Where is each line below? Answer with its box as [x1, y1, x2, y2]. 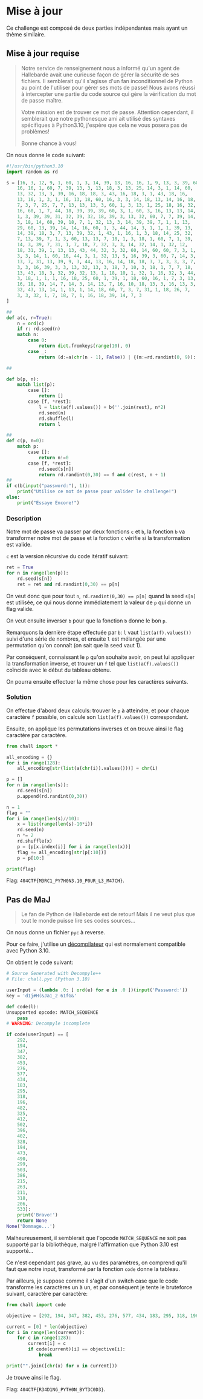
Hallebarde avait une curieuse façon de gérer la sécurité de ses [21, 71, 179, 78]
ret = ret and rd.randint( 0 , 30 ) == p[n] [17, 581, 120, 587]
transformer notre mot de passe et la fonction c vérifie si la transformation [6, 534, 190, 542]
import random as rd [6, 169, 59, 175]
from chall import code [6, 1301, 66, 1308]
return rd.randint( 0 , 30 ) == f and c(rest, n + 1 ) [38, 471, 166, 477]
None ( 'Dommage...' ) [6, 1224, 56, 1230]
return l [38, 421, 61, 427]
